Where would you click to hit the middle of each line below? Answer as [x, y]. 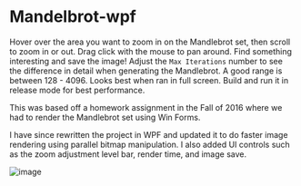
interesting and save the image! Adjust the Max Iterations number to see [146, 61]
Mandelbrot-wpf [73, 17]
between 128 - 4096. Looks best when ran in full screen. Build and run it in [149, 80]
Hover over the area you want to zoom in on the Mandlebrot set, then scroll [150, 42]
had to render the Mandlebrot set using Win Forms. [105, 117]
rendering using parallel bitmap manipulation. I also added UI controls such [150, 144]
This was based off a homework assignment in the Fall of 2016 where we [146, 107]
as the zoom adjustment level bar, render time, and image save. [128, 154]
